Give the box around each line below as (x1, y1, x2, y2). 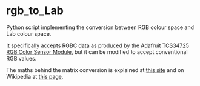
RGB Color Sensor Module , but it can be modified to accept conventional (6, 48, 188, 55)
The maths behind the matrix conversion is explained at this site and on (6, 66, 184, 73)
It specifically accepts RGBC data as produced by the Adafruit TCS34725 (6, 42, 190, 49)
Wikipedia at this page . (6, 73, 64, 80)
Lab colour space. (6, 30, 52, 37)
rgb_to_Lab (6, 4, 64, 18)
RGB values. (6, 55, 37, 62)
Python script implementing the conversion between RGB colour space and (6, 24, 195, 31)
